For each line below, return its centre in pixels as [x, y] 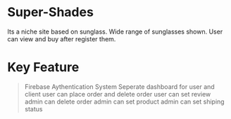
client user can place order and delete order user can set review [118, 94]
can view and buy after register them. [62, 38]
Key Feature [43, 68]
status [33, 108]
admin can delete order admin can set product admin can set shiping [124, 101]
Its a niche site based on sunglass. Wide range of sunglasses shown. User [115, 31]
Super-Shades [50, 12]
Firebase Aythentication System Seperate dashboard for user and [119, 86]
